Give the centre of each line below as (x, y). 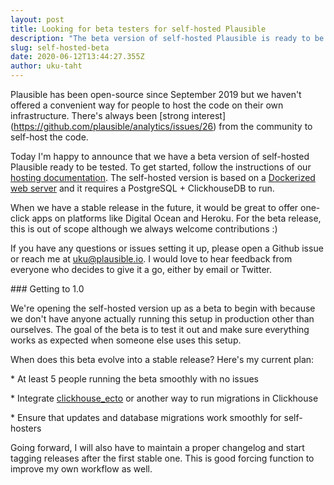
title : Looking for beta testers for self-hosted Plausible (138, 29)
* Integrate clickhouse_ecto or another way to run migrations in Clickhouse (164, 398)
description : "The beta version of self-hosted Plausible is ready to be (167, 38)
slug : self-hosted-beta (60, 47)
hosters (26, 428)
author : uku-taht (46, 66)
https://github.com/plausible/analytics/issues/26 (113, 126)
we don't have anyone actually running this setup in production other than (162, 319)
